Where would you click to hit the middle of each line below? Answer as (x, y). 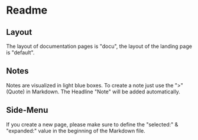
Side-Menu (27, 110)
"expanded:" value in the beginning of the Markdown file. (76, 131)
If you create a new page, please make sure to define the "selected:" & (92, 124)
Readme (27, 10)
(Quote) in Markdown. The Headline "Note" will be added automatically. (93, 92)
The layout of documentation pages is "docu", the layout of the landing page (99, 46)
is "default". (20, 53)
